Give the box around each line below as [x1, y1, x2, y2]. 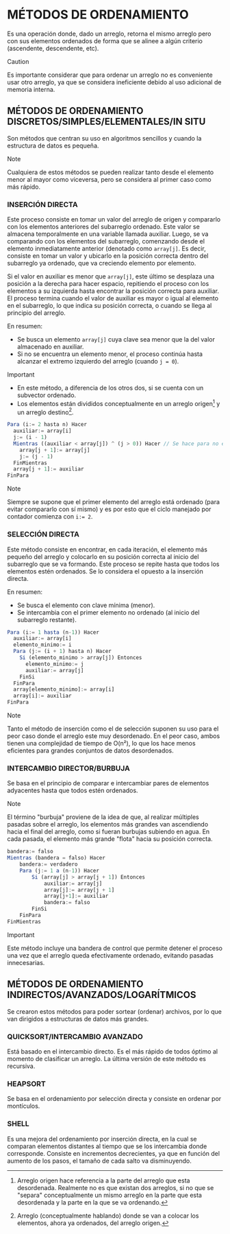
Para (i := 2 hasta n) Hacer [7, 421, 88, 428]
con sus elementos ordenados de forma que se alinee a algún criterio [7, 36, 203, 45]
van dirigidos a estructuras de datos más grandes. [7, 1015, 149, 1023]
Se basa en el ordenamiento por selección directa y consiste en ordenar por [7, 1095, 222, 1103]
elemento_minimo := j [25, 661, 84, 667]
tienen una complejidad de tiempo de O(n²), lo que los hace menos [7, 739, 196, 748]
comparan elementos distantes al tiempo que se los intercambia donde [7, 1142, 207, 1150]
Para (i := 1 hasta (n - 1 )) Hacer [7, 628, 99, 636]
